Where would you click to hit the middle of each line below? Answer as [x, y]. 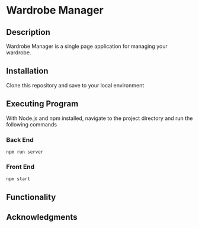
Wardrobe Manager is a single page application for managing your [87, 46]
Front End [20, 167]
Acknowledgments [42, 217]
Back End [20, 139]
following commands [32, 124]
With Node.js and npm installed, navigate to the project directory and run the [99, 118]
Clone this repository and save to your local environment [75, 85]
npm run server [25, 152]
